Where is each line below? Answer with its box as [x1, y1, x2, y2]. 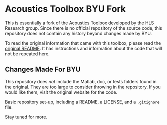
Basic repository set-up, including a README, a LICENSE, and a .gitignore [5, 99, 160, 105]
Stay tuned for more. [5, 114, 48, 120]
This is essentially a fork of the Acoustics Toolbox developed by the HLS [5, 20, 154, 26]
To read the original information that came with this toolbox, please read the [5, 40, 161, 46]
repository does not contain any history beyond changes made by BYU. [5, 30, 152, 36]
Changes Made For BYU [5, 65, 81, 74]
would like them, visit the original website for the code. [5, 89, 118, 95]
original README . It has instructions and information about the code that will [5, 45, 162, 51]
